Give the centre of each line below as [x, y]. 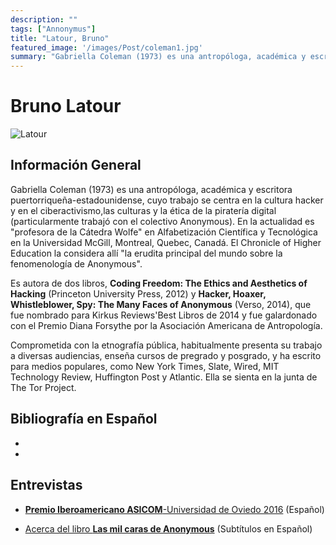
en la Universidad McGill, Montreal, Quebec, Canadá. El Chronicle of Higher [166, 242]
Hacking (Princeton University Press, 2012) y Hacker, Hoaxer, [138, 293]
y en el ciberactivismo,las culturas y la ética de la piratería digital [143, 210]
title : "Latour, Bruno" [60, 38]
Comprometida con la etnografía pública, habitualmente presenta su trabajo [166, 345]
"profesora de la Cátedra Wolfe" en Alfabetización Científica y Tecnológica [164, 232]
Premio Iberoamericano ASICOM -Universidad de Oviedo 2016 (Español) [174, 509]
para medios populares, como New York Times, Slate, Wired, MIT [145, 366]
